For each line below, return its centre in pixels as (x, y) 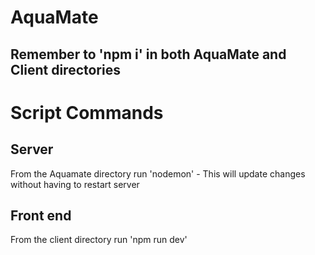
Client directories (65, 69)
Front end (41, 215)
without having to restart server (75, 184)
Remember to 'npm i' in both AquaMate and (148, 54)
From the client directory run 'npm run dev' (99, 240)
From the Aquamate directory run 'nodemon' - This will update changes (158, 173)
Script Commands (87, 112)
